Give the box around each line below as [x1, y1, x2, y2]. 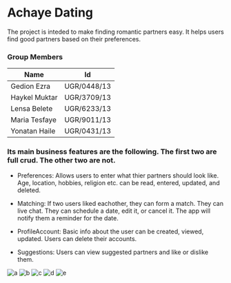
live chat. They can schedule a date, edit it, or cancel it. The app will [17, 207, 211, 215]
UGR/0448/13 [64, 81, 112, 91]
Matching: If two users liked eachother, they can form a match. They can [17, 199, 224, 207]
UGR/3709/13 [64, 93, 112, 103]
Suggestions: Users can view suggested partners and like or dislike [17, 248, 209, 256]
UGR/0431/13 [64, 126, 112, 136]
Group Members [7, 52, 63, 61]
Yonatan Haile [10, 126, 56, 136]
